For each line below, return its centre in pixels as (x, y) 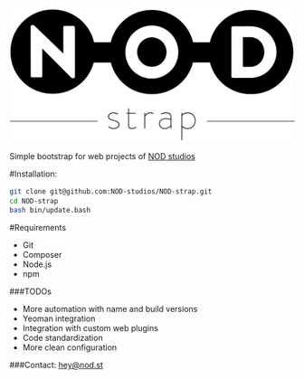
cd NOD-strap (34, 201)
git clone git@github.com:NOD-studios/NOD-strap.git (111, 191)
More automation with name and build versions (110, 309)
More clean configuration (70, 347)
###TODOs (31, 291)
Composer (42, 255)
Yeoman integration (59, 318)
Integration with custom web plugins (90, 328)
